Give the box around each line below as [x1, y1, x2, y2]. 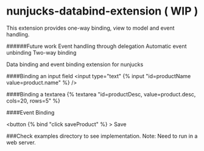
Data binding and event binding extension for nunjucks [6, 61, 144, 68]
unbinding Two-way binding [6, 49, 77, 56]
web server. [6, 138, 37, 146]
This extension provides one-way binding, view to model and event [6, 24, 175, 32]
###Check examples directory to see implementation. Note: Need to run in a [6, 132, 198, 139]
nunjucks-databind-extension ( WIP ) [6, 4, 199, 18]
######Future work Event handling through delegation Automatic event [6, 42, 187, 50]
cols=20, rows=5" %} [6, 97, 61, 104]
